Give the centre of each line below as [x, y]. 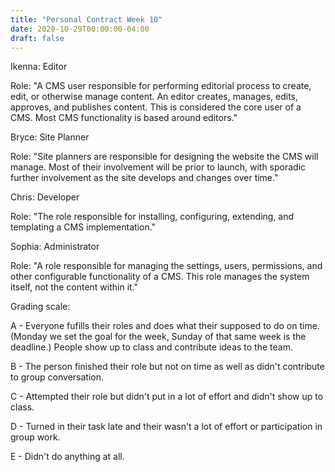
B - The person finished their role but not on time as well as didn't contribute [167, 367]
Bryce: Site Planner [50, 137]
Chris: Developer [45, 197]
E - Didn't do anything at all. [67, 457]
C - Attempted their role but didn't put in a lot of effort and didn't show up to [167, 397]
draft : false [37, 38]
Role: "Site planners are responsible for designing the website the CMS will [164, 157]
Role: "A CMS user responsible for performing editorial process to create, [161, 86]
